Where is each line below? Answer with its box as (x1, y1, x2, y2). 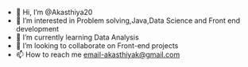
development (15, 24, 60, 33)
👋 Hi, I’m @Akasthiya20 (15, 8, 93, 17)
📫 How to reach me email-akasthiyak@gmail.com (15, 50, 180, 59)
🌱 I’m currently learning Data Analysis (15, 32, 139, 42)
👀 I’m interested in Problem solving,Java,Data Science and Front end (15, 16, 241, 25)
